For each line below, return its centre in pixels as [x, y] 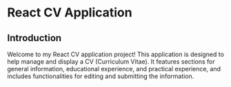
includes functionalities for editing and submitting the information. [101, 76]
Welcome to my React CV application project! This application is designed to [115, 54]
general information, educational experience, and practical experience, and [114, 69]
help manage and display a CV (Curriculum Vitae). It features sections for [111, 62]
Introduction [34, 38]
